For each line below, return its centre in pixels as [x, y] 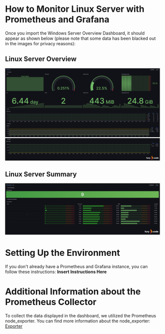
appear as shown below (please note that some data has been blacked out [81, 38]
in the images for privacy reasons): [40, 43]
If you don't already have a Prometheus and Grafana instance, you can [77, 266]
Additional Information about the [73, 291]
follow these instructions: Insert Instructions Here [56, 272]
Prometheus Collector [51, 302]
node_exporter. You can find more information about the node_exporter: [78, 321]
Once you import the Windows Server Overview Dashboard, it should [75, 33]
